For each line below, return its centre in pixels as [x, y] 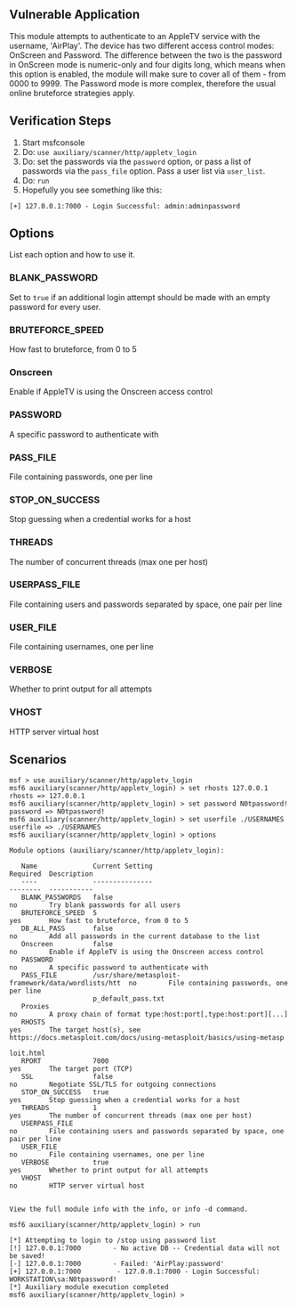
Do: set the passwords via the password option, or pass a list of [136, 161]
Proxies [35, 1006]
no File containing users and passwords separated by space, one [147, 1131]
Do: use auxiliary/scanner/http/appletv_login [109, 151]
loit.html [28, 1053]
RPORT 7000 [65, 1061]
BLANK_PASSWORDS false [67, 897]
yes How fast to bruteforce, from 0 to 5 [99, 920]
